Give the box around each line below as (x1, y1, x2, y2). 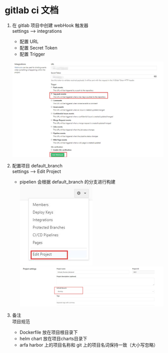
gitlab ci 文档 (5, 5, 59, 16)
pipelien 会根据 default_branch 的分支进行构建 (19, 179, 116, 185)
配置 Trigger (19, 51, 45, 57)
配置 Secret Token (19, 45, 58, 51)
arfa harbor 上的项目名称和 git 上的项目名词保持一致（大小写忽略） (19, 342, 158, 348)
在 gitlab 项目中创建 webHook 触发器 (12, 22, 89, 28)
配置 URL (19, 38, 39, 45)
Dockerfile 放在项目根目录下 (19, 329, 78, 335)
